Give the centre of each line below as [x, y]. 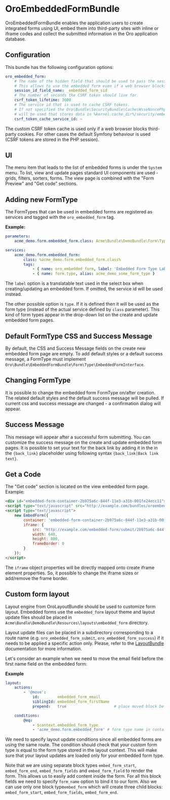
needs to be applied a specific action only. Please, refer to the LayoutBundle [85, 643]
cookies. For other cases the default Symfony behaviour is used [84, 134]
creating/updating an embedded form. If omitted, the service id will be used [84, 289]
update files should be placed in [39, 617]
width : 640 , [45, 534]
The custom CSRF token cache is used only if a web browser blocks [76, 129]
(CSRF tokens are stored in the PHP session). [52, 139]
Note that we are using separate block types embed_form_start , [71, 766]
